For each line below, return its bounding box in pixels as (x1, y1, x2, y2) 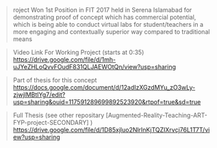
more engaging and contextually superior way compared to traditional (12, 27, 210, 36)
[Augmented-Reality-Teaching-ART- (105, 111, 208, 119)
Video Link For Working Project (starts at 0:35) (12, 48, 144, 56)
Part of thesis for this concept (12, 76, 97, 84)
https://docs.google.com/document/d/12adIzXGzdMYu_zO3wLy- (12, 84, 196, 91)
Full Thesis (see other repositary (12, 111, 105, 119)
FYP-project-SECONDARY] (12, 119, 90, 126)
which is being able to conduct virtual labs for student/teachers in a (12, 21, 203, 28)
